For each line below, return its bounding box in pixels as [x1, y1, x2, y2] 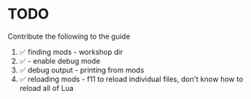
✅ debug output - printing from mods [19, 65, 145, 75]
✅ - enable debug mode [19, 56, 101, 65]
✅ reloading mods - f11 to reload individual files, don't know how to [19, 74, 244, 84]
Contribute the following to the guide [7, 31, 131, 41]
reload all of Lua [19, 83, 74, 93]
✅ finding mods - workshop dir [19, 47, 123, 56]
